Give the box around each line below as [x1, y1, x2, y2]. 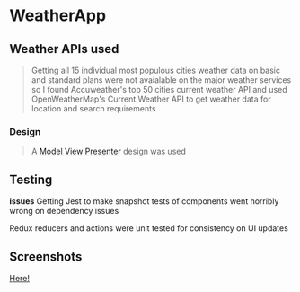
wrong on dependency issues [9, 206, 119, 217]
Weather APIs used [9, 41, 119, 57]
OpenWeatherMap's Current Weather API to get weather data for [31, 93, 271, 104]
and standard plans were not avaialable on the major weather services [31, 75, 292, 85]
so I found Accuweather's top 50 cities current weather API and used [31, 84, 287, 94]
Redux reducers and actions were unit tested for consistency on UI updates [9, 223, 289, 234]
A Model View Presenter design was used [31, 146, 187, 157]
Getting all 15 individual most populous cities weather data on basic [31, 65, 281, 75]
